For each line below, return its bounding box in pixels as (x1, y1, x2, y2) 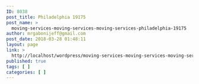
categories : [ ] (6, 69, 46, 75)
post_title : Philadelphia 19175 (6, 14, 86, 20)
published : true (6, 58, 46, 64)
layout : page (6, 42, 38, 48)
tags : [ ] (6, 63, 31, 70)
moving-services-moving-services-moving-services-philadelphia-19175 (11, 25, 187, 31)
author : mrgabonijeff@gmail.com (6, 31, 86, 37)
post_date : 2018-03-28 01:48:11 (6, 36, 86, 42)
